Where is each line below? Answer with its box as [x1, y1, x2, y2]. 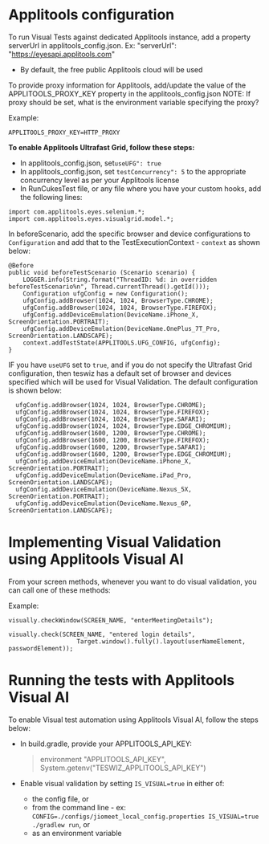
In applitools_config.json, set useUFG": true [19, 158, 162, 168]
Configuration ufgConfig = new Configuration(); [22, 289, 189, 298]
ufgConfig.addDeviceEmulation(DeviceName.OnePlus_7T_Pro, [22, 324, 221, 332]
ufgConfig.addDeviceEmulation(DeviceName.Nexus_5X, [15, 485, 193, 493]
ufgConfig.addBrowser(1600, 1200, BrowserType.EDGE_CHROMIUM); [15, 450, 231, 459]
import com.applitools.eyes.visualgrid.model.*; [8, 214, 174, 222]
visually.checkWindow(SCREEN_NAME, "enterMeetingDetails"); [8, 616, 214, 624]
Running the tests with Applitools [8, 671, 235, 690]
